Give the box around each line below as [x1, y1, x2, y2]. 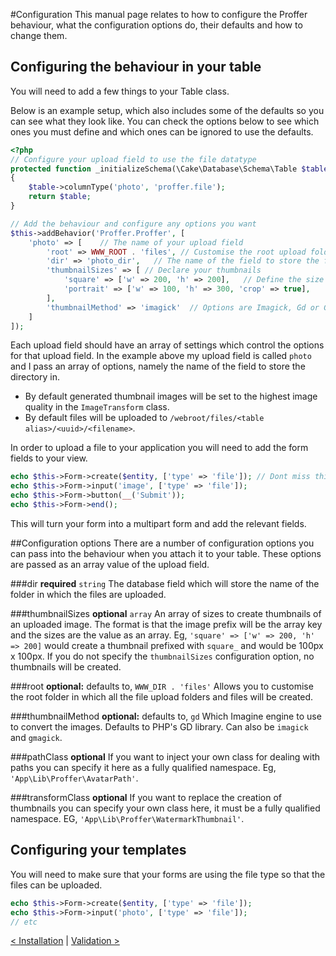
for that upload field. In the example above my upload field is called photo [10, 350, 312, 362]
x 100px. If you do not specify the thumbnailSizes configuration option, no [10, 650, 315, 662]
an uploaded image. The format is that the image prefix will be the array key [10, 618, 323, 630]
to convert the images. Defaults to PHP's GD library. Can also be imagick [10, 720, 309, 733]
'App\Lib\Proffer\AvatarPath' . [10, 772, 139, 784]
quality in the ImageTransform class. [24, 401, 170, 413]
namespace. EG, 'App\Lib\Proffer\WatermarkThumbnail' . [10, 812, 245, 824]
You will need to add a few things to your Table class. [10, 85, 230, 97]
